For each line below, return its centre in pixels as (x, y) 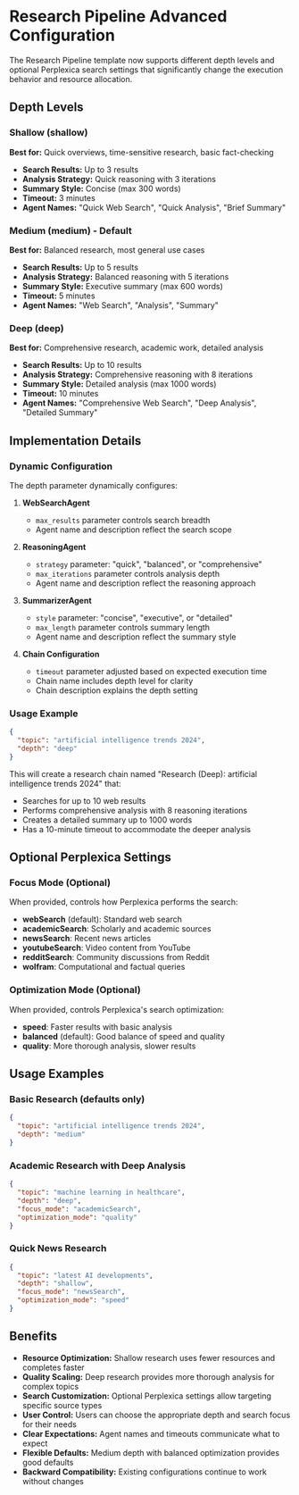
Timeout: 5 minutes (58, 296)
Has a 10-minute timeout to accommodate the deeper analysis (137, 829)
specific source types (62, 1405)
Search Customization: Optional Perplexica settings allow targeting (147, 1396)
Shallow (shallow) (49, 133)
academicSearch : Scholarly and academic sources (116, 929)
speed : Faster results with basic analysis (97, 1027)
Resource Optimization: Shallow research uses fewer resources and (148, 1357)
